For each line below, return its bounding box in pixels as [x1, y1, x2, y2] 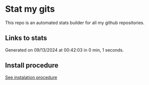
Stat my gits [5, 3, 55, 15]
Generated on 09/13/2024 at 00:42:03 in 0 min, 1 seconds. [5, 47, 124, 53]
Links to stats [5, 34, 47, 42]
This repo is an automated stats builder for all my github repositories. [5, 20, 145, 26]
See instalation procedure [5, 74, 58, 80]
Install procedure [5, 61, 59, 70]
